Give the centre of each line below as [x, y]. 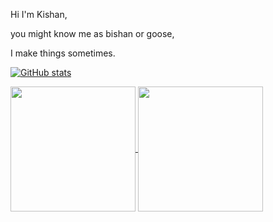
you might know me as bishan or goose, [92, 33]
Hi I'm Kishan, [39, 14]
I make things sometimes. [63, 53]
